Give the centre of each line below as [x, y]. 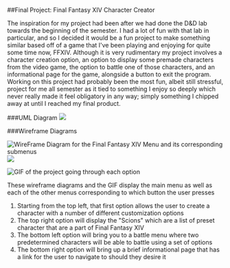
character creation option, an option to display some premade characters [111, 60]
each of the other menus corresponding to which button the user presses [111, 192]
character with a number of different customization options [100, 213]
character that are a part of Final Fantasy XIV [80, 227]
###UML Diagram [32, 118]
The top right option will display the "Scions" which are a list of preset [116, 220]
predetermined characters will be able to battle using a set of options [115, 242]
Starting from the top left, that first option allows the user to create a [113, 206]
